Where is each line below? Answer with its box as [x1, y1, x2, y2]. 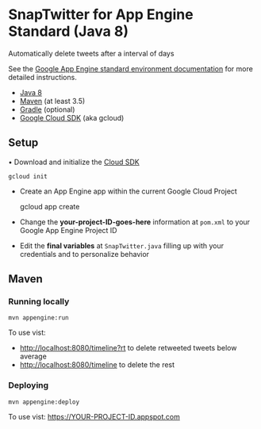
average [19, 351, 48, 362]
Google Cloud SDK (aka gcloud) [19, 113, 125, 122]
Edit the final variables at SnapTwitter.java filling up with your [19, 240, 225, 251]
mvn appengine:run [8, 314, 69, 322]
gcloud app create [19, 201, 80, 211]
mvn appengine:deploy [8, 398, 80, 406]
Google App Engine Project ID [19, 225, 117, 235]
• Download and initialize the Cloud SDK [8, 157, 140, 167]
